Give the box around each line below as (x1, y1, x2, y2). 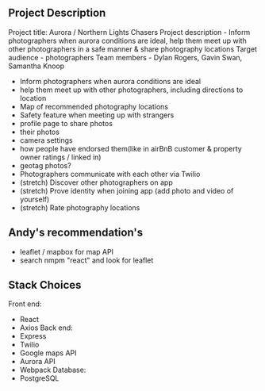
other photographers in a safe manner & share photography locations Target (8, 44, 258, 54)
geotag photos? (19, 160, 71, 170)
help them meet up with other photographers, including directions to (19, 85, 244, 94)
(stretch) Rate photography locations (19, 202, 140, 213)
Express (19, 332, 47, 341)
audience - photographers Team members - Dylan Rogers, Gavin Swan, (8, 52, 243, 62)
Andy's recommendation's (8, 226, 144, 240)
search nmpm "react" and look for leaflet (19, 255, 154, 265)
